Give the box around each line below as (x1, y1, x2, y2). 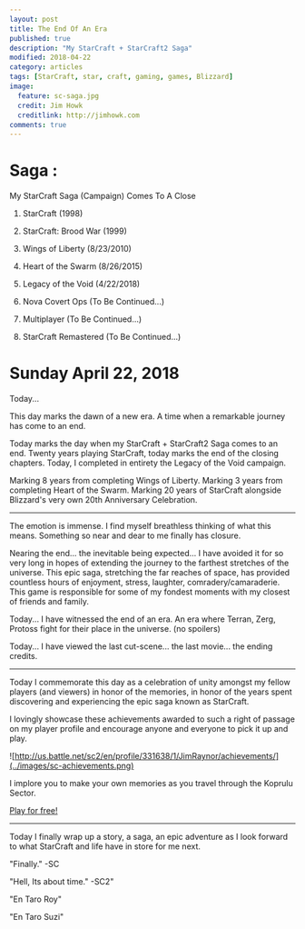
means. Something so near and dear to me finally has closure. (9, 530, 241, 541)
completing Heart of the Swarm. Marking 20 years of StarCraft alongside (9, 484, 282, 495)
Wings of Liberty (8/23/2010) (22, 244, 132, 255)
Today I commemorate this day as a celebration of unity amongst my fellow (9, 677, 290, 688)
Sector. (9, 787, 36, 799)
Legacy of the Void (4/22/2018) (22, 278, 141, 290)
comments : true (9, 120, 67, 129)
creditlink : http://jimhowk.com (17, 110, 141, 120)
